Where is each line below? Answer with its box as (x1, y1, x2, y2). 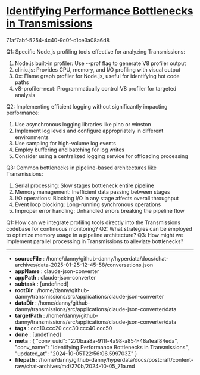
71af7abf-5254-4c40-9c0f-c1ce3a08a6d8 (6, 36, 110, 44)
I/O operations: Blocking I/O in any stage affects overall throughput (14, 194, 179, 202)
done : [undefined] (14, 331, 61, 338)
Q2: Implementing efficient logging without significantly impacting (6, 103, 168, 110)
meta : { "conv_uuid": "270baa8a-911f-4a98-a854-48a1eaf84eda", (14, 337, 179, 344)
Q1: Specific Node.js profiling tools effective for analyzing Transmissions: (6, 48, 186, 55)
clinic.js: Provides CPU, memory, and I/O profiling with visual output (14, 66, 181, 73)
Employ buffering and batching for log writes (14, 146, 125, 153)
